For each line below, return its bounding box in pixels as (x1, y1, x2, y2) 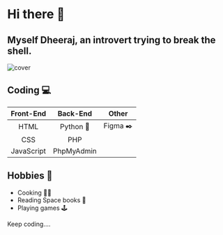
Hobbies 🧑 (7, 170, 53, 182)
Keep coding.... (7, 220, 51, 228)
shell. (7, 45, 32, 56)
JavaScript (10, 146, 47, 156)
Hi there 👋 (7, 6, 65, 22)
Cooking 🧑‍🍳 (17, 188, 52, 197)
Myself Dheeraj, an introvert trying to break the (7, 34, 216, 46)
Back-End (57, 108, 93, 118)
